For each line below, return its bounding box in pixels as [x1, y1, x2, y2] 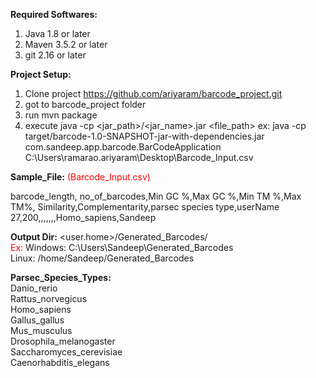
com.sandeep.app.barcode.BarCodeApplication [24, 141, 222, 153]
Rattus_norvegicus [10, 293, 88, 304]
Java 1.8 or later [24, 28, 91, 39]
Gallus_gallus [10, 314, 65, 326]
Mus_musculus [10, 325, 73, 336]
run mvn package [24, 109, 98, 121]
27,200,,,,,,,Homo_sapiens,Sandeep [10, 212, 157, 223]
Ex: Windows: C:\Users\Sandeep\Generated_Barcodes [10, 242, 234, 253]
